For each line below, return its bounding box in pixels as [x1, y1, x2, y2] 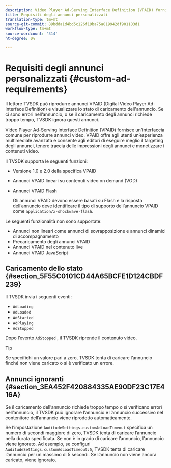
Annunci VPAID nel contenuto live [12, 244, 83, 250]
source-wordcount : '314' [5, 31, 58, 36]
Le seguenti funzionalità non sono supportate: [5, 218, 102, 224]
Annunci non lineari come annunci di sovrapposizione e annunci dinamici [12, 228, 166, 234]
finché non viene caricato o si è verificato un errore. [5, 360, 115, 366]
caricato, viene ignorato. [5, 457, 57, 463]
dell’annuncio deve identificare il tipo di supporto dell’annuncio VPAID [12, 203, 159, 209]
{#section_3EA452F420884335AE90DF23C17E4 [5, 383, 165, 391]
